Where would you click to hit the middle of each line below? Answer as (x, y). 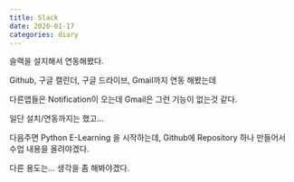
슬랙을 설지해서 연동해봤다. (57, 61)
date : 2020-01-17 (42, 26)
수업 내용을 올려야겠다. (49, 149)
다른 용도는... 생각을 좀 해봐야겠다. (70, 168)
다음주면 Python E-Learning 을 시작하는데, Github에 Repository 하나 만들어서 (148, 138)
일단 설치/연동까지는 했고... (57, 119)
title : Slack (34, 18)
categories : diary (44, 34)
